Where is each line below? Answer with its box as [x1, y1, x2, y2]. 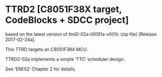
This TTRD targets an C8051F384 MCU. [5, 46, 88, 52]
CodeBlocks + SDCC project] [5, 14, 129, 26]
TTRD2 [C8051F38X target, [5, 4, 123, 15]
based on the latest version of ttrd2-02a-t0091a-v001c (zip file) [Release [5, 31, 157, 37]
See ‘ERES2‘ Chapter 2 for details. [5, 66, 76, 72]
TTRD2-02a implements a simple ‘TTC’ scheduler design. [5, 56, 125, 62]
